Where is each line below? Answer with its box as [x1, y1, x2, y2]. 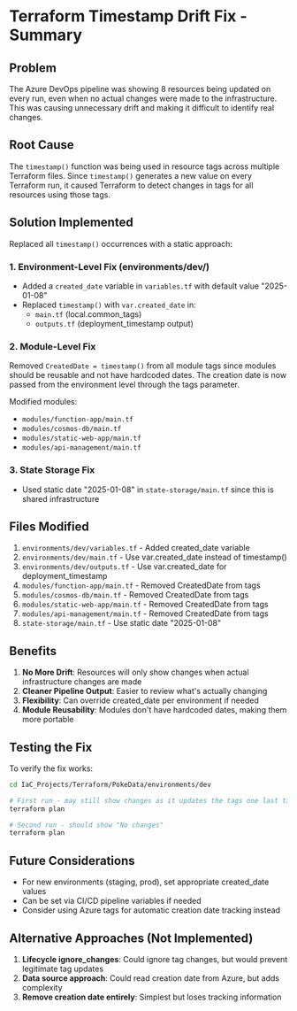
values [21, 886, 47, 897]
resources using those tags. [9, 189, 110, 200]
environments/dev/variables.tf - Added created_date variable [21, 543, 250, 553]
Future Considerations [9, 853, 135, 868]
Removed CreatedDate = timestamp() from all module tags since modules [9, 360, 277, 371]
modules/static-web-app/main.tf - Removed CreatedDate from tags [21, 599, 269, 610]
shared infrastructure [21, 493, 100, 504]
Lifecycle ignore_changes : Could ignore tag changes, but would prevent [21, 953, 288, 964]
